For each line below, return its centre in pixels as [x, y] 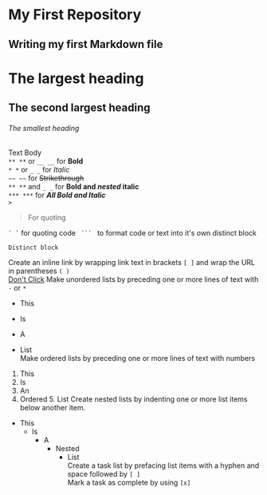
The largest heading [76, 78]
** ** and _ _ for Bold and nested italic [74, 187]
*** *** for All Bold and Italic [57, 195]
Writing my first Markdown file [86, 44]
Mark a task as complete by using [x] [129, 483]
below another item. [53, 408]
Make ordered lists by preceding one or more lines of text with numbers [137, 358]
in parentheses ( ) [39, 271]
